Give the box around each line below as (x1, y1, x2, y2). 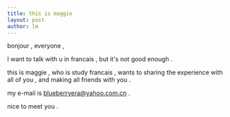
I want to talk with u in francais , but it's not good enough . (7, 55, 173, 63)
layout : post (7, 17, 45, 23)
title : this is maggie (7, 10, 73, 17)
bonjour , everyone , (7, 42, 65, 50)
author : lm (7, 23, 39, 30)
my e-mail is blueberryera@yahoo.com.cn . (7, 89, 131, 97)
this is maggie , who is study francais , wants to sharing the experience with (7, 68, 223, 76)
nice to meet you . (7, 103, 59, 111)
